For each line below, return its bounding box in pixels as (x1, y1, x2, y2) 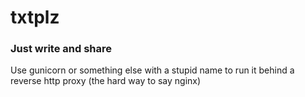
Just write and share (10, 42, 113, 56)
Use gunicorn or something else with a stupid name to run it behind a (10, 64, 295, 76)
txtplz (10, 6, 60, 29)
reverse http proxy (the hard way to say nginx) (10, 75, 202, 87)
